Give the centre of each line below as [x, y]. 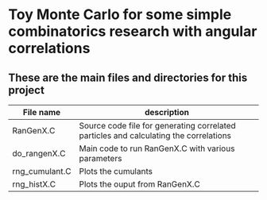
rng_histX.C [34, 184]
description [166, 112]
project [27, 90]
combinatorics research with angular [133, 31]
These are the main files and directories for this [128, 77]
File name [42, 112]
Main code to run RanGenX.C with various [157, 148]
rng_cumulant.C [42, 171]
